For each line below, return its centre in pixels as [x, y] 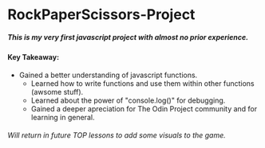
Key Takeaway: [34, 57]
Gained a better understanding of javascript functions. [108, 75]
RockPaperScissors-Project [101, 15]
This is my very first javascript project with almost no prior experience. [128, 37]
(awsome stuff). [57, 92]
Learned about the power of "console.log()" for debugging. [128, 100]
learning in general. [63, 117]
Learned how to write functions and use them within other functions [142, 83]
